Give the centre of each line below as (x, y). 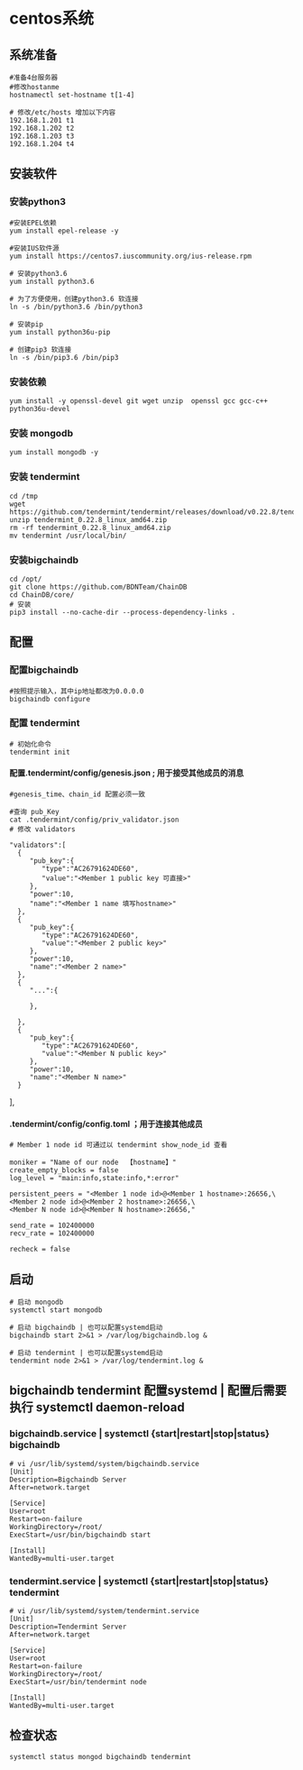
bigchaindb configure (50, 699)
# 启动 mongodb (37, 1302)
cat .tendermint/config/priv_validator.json (94, 820)
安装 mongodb (41, 433)
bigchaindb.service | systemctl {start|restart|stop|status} (140, 1434)
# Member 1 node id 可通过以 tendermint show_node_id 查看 (119, 1145)
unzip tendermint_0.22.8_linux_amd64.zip (88, 519)
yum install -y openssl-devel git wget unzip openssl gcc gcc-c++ (139, 401)
